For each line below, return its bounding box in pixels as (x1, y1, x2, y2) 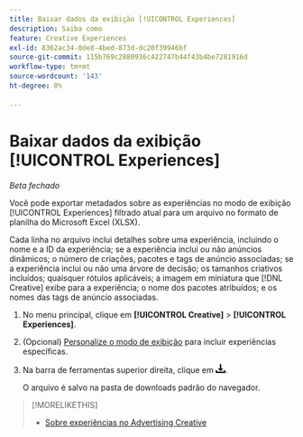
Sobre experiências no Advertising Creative (44, 416, 207, 428)
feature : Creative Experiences (9, 33, 127, 42)
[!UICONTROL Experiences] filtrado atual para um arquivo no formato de (9, 207, 279, 218)
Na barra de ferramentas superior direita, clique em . (22, 364, 228, 375)
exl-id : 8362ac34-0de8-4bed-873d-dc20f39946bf (9, 43, 188, 52)
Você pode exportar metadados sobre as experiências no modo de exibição (9, 197, 291, 208)
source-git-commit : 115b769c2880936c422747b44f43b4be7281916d (9, 52, 248, 62)
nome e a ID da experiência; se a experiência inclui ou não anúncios (9, 244, 262, 255)
